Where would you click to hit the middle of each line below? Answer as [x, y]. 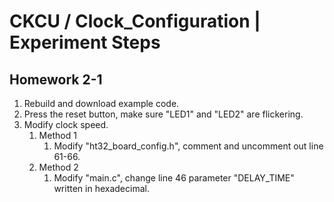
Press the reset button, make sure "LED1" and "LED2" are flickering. [163, 114]
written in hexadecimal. [101, 188]
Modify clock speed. [66, 124]
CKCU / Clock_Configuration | [135, 21]
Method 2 [58, 167]
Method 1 [57, 135]
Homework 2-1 [56, 79]
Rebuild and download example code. [101, 103]
